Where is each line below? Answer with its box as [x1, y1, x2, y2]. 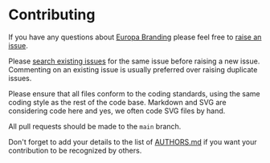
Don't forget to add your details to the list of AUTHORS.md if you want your [8, 137, 257, 146]
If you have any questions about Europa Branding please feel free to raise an [8, 32, 262, 42]
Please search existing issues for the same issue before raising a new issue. [8, 56, 260, 66]
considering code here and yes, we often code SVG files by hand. [8, 106, 226, 116]
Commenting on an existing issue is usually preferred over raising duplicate [8, 64, 258, 74]
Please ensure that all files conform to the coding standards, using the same [8, 88, 260, 98]
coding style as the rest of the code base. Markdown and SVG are [8, 97, 227, 107]
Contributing [8, 6, 96, 24]
